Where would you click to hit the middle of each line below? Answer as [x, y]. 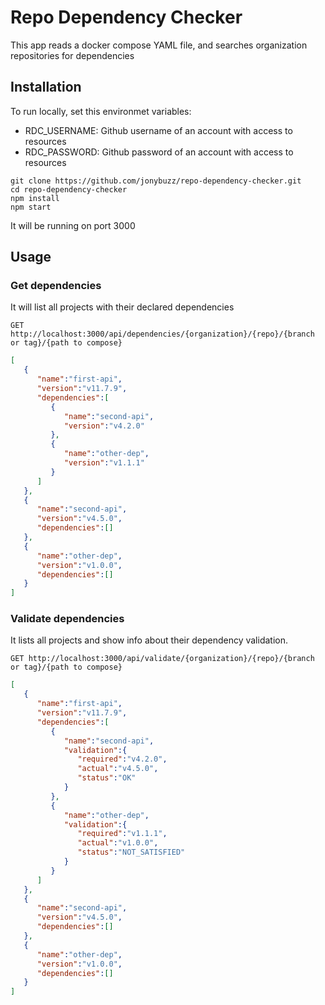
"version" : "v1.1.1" [104, 463]
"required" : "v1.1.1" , [122, 834]
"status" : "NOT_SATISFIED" [131, 852]
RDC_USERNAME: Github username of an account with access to [158, 130]
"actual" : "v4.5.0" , [118, 769]
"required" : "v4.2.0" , [122, 759]
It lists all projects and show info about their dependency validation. [149, 640]
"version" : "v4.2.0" [104, 426]
